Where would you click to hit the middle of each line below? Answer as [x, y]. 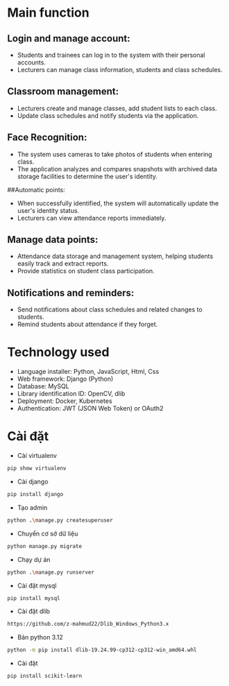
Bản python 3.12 [40, 637]
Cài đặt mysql [37, 585]
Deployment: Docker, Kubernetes [65, 401]
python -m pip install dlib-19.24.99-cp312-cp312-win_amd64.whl [102, 650]
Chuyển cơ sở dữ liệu [48, 533]
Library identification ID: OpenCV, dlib [71, 394]
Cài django [33, 481]
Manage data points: [53, 240]
